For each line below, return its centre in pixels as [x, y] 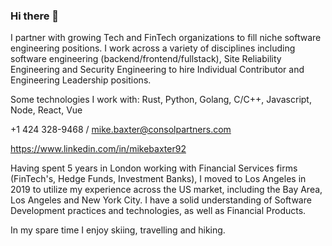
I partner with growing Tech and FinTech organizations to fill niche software [166, 38]
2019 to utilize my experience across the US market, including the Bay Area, [166, 190]
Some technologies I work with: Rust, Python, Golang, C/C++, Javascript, [161, 100]
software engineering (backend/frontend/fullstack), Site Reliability [146, 59]
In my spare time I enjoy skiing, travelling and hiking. [118, 230]
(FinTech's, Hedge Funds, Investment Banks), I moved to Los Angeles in [158, 179]
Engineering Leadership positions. [81, 80]
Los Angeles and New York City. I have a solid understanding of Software [161, 200]
